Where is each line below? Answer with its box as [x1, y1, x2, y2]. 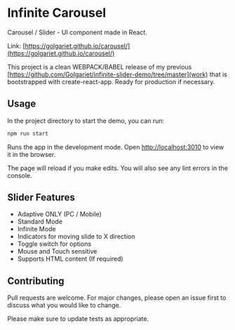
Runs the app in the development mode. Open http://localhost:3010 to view [7, 142, 224, 151]
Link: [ [7, 41, 26, 50]
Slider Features [7, 191, 76, 204]
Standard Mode [17, 217, 63, 226]
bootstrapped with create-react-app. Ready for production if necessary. [7, 77, 215, 85]
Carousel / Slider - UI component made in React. [7, 28, 147, 36]
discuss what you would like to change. [7, 301, 121, 310]
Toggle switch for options [17, 240, 92, 248]
